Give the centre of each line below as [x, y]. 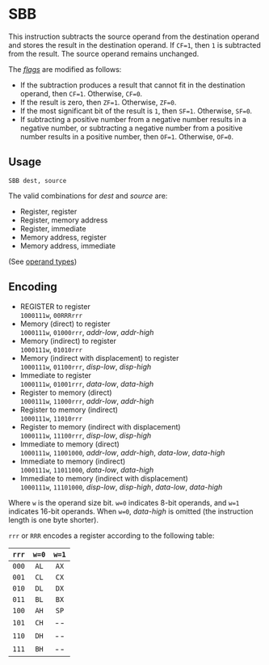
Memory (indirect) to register [68, 341]
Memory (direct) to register [65, 324]
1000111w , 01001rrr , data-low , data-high [87, 383]
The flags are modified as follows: [65, 69]
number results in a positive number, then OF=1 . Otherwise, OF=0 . [127, 136]
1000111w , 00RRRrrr [51, 315]
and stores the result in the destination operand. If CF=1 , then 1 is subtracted [134, 44]
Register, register [48, 211]
